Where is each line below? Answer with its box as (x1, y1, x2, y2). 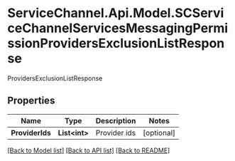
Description (95, 115, 136, 125)
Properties (7, 95, 55, 107)
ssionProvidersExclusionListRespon (7, 36, 225, 51)
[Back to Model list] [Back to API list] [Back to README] (7, 146, 170, 155)
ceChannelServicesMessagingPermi (7, 20, 229, 36)
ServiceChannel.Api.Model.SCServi (7, 5, 224, 21)
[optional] (143, 128, 176, 137)
